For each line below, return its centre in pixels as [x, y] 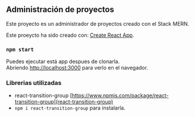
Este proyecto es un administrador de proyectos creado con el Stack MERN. [97, 23]
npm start [20, 49]
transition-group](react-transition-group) [64, 102]
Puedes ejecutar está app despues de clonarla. [63, 61]
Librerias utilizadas [34, 83]
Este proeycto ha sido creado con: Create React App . [70, 35]
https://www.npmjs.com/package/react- [120, 95]
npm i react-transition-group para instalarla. [70, 108]
